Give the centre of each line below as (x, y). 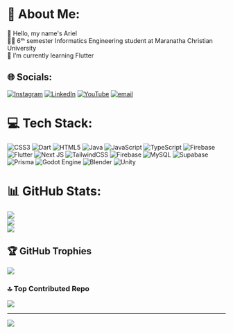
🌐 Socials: (30, 77)
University (22, 48)
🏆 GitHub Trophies (50, 251)
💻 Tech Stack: (50, 123)
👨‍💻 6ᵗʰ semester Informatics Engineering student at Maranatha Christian (110, 40)
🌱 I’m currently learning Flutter (51, 55)
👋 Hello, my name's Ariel (42, 33)
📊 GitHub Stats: (54, 191)
